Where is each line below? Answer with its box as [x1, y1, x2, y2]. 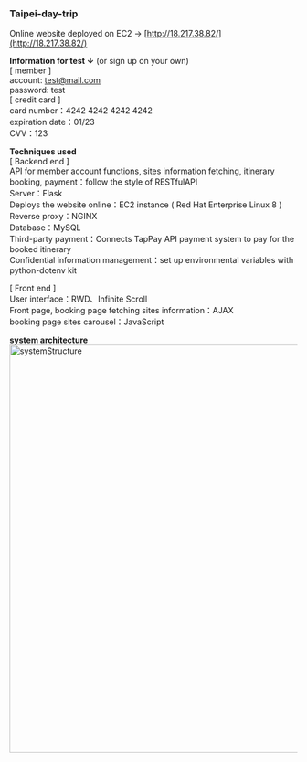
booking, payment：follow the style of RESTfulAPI [9, 176, 198, 187]
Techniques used [9, 146, 77, 157]
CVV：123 [9, 128, 48, 139]
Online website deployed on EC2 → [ [9, 28, 148, 39]
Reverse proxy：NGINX [9, 211, 98, 222]
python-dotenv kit [9, 265, 78, 276]
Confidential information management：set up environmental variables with [9, 255, 294, 266]
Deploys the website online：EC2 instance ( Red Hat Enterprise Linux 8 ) [9, 199, 282, 210]
